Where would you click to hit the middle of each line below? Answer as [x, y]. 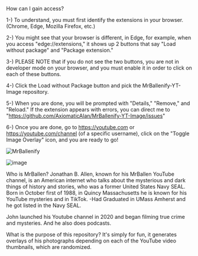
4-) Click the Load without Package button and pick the [74, 86]
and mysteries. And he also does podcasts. [59, 223]
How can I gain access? [35, 9]
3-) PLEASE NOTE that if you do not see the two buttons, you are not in [92, 62]
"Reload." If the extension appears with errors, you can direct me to [88, 109]
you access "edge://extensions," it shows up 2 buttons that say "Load [91, 44]
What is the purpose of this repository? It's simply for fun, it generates [92, 234]
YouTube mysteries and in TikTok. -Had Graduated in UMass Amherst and [96, 199]
